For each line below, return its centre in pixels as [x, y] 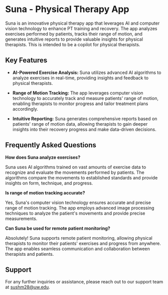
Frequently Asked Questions [51, 145]
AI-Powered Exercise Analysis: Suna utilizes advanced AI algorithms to [87, 72]
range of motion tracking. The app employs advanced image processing [80, 208]
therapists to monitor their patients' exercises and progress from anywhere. [83, 243]
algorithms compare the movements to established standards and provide [81, 177]
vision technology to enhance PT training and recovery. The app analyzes [81, 28]
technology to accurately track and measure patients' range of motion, [86, 98]
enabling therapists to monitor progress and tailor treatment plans [80, 104]
